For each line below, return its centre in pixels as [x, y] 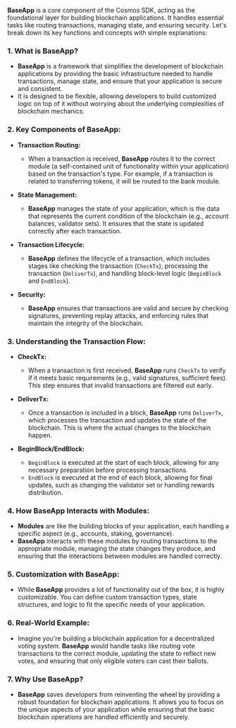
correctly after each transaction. [75, 231]
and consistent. [40, 89]
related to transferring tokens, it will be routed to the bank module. [124, 181]
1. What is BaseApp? [43, 51]
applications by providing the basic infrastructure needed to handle [115, 74]
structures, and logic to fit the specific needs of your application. [111, 605]
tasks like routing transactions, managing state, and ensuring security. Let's [117, 25]
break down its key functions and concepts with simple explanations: [107, 32]
